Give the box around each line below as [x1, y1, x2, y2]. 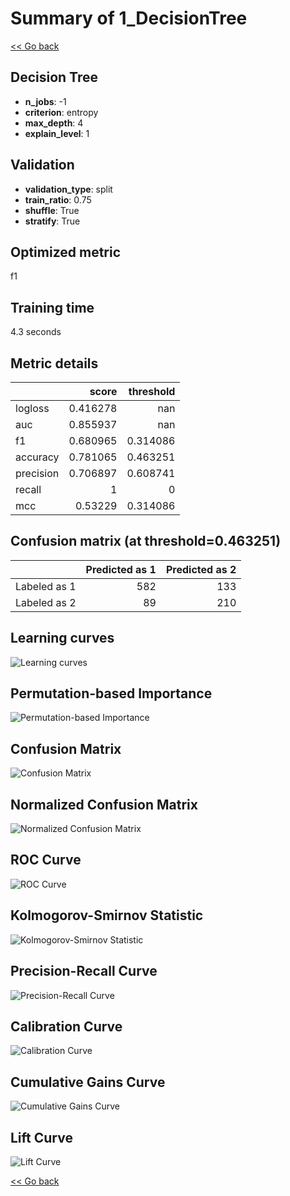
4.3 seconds [10, 326, 62, 338]
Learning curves [10, 630, 115, 647]
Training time [10, 299, 95, 316]
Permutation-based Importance [10, 685, 213, 702]
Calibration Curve [10, 1018, 123, 1035]
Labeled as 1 [15, 579, 77, 593]
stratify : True [24, 215, 81, 227]
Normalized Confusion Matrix [10, 796, 198, 813]
